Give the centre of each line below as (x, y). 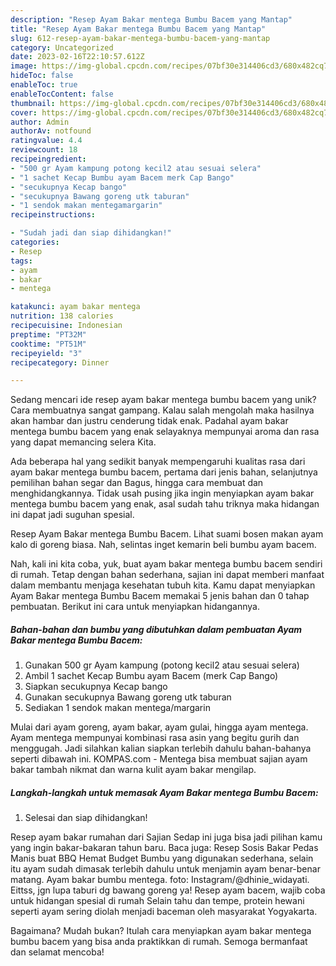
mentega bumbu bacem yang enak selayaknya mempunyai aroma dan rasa (165, 432)
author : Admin (40, 122)
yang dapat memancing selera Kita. (83, 442)
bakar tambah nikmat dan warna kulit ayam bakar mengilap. (133, 770)
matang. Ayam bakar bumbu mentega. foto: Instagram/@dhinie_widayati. (160, 880)
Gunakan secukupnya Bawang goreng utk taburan (128, 697)
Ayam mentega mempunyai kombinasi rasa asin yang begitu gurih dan (155, 738)
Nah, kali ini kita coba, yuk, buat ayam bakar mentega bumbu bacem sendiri (166, 564)
